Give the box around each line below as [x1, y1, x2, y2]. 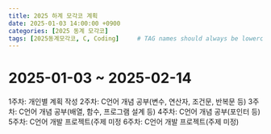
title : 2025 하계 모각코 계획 [8, 11, 98, 20]
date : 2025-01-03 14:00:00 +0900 [8, 19, 121, 27]
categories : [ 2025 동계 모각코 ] [8, 27, 109, 35]
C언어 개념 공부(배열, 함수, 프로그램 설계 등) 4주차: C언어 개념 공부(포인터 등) [19, 107, 261, 117]
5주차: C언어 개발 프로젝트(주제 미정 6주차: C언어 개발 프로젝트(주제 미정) [8, 117, 240, 127]
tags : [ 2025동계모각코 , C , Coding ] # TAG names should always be [8, 34, 239, 43]
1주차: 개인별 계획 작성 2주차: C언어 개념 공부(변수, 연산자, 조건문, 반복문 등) [8, 97, 247, 107]
